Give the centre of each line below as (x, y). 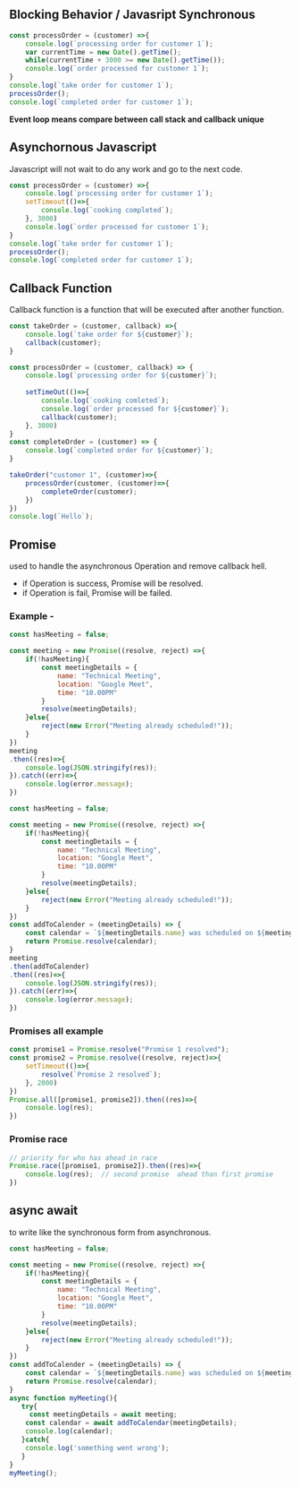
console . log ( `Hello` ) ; (51, 517)
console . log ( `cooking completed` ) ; (108, 211)
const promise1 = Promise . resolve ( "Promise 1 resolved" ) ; (119, 1050)
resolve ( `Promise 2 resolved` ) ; (102, 1074)
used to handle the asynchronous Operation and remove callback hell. (138, 566)
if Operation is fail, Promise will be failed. (97, 593)
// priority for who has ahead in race (83, 1158)
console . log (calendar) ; (70, 1431)
